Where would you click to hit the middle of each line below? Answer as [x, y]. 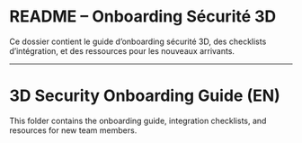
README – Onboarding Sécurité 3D [143, 17]
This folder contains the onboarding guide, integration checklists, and [138, 121]
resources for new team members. [73, 130]
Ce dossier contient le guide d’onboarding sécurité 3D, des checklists [138, 41]
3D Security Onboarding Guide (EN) [145, 96]
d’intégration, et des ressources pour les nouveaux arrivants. [122, 50]
